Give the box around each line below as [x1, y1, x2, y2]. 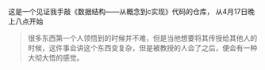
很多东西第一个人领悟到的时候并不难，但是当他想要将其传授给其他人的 [27, 34, 258, 42]
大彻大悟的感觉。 [27, 53, 84, 62]
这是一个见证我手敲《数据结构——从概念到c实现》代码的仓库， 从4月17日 [8, 7, 248, 16]
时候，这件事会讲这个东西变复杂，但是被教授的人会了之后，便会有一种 [27, 43, 258, 53]
